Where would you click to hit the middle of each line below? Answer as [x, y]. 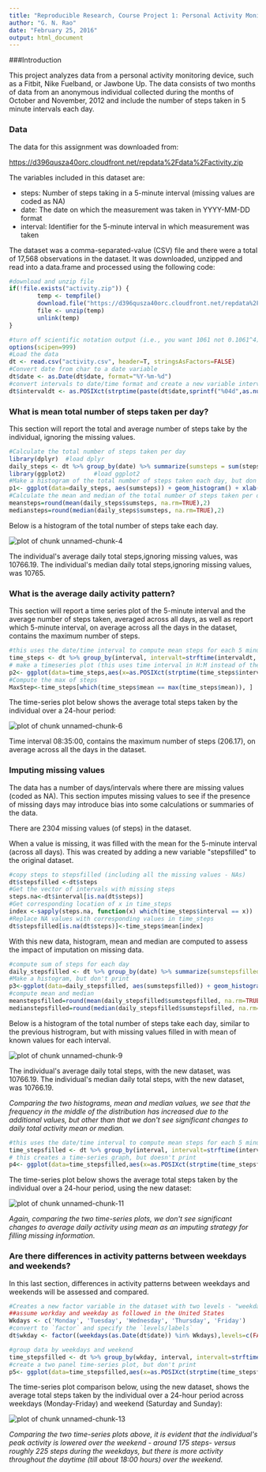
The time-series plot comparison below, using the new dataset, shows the [129, 1387]
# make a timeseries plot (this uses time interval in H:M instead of [127, 665]
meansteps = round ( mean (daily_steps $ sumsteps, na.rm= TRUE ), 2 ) [110, 503]
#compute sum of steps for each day [69, 964]
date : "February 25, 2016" [53, 30]
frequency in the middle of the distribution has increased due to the [119, 1111]
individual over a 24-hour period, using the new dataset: [100, 1188]
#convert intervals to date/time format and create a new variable [122, 384]
